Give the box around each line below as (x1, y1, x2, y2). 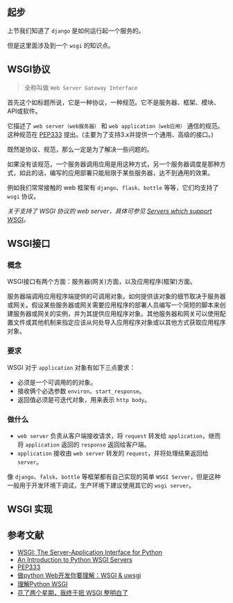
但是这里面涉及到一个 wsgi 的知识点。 (7, 41, 114, 49)
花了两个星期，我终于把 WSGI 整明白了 (17, 588, 128, 597)
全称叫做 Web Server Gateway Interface (24, 83, 138, 92)
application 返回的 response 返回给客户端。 (25, 440, 150, 449)
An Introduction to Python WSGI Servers (17, 556, 133, 564)
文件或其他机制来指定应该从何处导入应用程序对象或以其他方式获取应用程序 (12, 319, 226, 327)
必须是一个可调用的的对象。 (17, 378, 97, 386)
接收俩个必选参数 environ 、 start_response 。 (17, 387, 146, 395)
